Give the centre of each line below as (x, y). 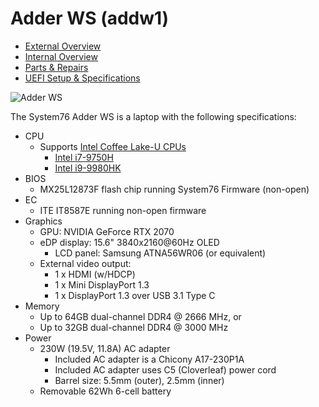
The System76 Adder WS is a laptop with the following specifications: (153, 116)
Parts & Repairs (56, 67)
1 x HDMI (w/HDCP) (95, 274)
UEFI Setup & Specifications (82, 78)
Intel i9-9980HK (88, 168)
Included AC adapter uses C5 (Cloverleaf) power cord (165, 369)
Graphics (43, 221)
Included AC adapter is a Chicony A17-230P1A (149, 359)
